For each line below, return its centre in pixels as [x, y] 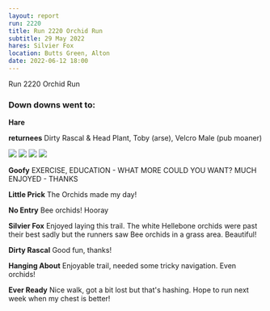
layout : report [34, 16]
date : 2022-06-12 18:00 [49, 61]
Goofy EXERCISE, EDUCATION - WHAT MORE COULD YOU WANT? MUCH [133, 170]
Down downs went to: [52, 104]
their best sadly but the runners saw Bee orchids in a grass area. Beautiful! [133, 234]
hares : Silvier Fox [41, 46]
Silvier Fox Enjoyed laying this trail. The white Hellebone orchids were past [133, 226]
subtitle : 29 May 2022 [46, 38]
